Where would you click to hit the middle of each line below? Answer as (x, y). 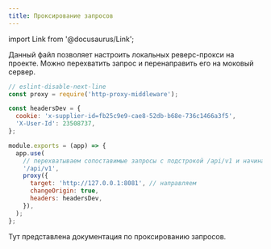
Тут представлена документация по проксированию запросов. (117, 236)
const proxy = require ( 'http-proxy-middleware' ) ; (94, 94)
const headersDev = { (45, 109)
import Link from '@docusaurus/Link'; (71, 39)
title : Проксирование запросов (61, 16)
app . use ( (30, 153)
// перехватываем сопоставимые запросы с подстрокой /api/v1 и (131, 161)
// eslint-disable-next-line (57, 87)
